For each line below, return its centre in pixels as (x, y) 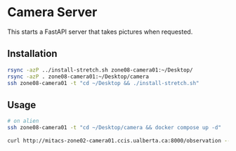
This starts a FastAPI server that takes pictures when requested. (100, 32)
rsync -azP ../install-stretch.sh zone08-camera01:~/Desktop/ (100, 70)
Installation (32, 54)
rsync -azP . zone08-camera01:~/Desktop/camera (78, 77)
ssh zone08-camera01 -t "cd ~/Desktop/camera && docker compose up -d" (114, 128)
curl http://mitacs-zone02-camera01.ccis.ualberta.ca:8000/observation (114, 140)
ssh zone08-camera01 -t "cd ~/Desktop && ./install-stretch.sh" (103, 83)
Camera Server (52, 12)
